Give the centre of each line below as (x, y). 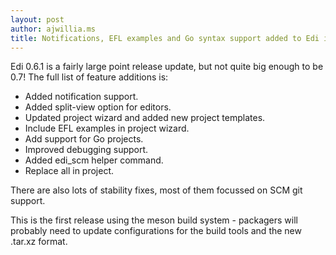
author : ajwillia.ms (53, 29)
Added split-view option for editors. (98, 107)
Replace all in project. (69, 171)
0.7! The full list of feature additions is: (89, 77)
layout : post (37, 19)
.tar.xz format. (39, 242)
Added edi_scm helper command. (94, 160)
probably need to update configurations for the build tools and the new (156, 231)
